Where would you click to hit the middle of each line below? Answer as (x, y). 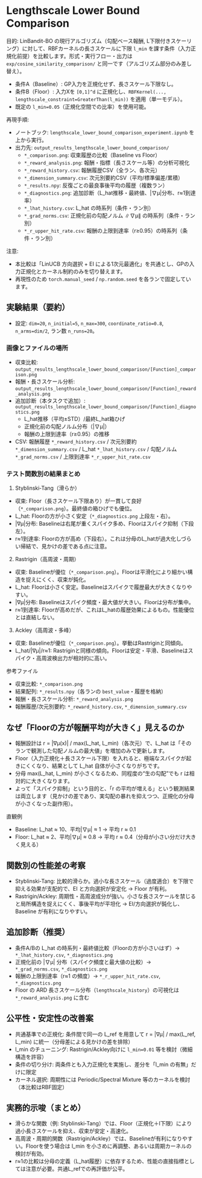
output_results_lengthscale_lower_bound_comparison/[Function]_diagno (106, 407)
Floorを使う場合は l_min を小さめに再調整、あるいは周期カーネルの (109, 1146)
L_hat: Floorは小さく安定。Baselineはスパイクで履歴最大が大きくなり (101, 587)
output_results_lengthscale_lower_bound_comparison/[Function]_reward (106, 389)
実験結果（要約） (38, 308)
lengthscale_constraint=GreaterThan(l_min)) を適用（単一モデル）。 (100, 99)
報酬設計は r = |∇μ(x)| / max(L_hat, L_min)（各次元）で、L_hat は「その (103, 743)
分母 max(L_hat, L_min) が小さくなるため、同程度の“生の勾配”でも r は (102, 773)
